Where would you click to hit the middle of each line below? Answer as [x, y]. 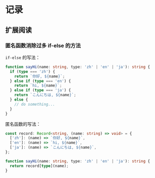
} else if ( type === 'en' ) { [40, 81]
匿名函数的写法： [23, 124]
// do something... [35, 104]
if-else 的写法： [23, 57]
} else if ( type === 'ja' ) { [40, 91]
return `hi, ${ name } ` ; [38, 85]
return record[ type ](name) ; [39, 166]
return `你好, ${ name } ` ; [40, 76]
